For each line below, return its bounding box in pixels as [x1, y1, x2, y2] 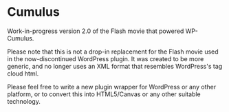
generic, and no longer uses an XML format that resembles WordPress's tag [7, 62, 223, 70]
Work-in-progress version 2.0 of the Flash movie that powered [7, 27, 184, 35]
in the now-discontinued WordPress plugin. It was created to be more [7, 54, 204, 63]
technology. [7, 97, 41, 105]
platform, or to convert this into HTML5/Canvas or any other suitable [7, 90, 201, 98]
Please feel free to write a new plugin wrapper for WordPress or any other [7, 82, 217, 91]
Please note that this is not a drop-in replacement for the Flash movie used [7, 47, 219, 56]
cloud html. [7, 69, 39, 78]
